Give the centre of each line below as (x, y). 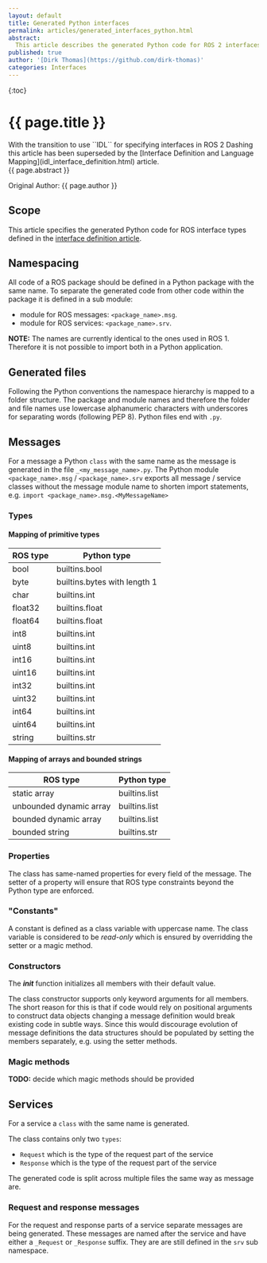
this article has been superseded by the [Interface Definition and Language (131, 153)
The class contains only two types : (65, 1139)
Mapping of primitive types (54, 534)
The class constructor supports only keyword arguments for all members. (128, 999)
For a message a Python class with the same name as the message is (122, 461)
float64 (26, 621)
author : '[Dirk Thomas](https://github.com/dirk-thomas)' (106, 61)
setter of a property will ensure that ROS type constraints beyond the (121, 882)
